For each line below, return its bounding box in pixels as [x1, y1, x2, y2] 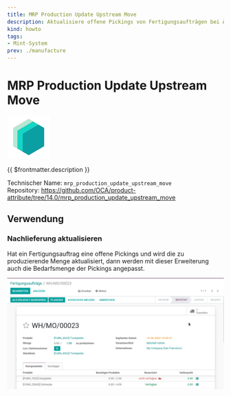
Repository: [7, 186, 40, 194]
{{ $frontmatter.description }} [7, 165, 91, 173]
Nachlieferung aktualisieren [7, 234, 102, 243]
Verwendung [7, 213, 64, 225]
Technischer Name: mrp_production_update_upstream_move [7, 179, 172, 187]
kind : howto [7, 25, 41, 32]
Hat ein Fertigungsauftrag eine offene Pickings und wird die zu [7, 250, 184, 258]
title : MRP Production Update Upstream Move [7, 11, 137, 18]
